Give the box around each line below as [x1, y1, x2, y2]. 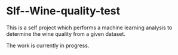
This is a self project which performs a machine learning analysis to [6, 24, 173, 31]
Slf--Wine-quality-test [6, 4, 121, 18]
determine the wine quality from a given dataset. [6, 30, 125, 37]
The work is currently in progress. [6, 42, 90, 49]
